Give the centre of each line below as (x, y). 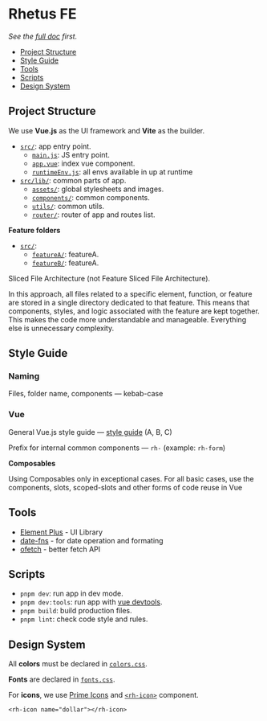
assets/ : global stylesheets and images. (98, 189)
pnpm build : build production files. (76, 611)
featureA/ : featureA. (65, 254)
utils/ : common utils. (68, 206)
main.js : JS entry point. (71, 154)
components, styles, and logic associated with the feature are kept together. (134, 311)
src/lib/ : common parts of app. (73, 180)
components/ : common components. (91, 197)
